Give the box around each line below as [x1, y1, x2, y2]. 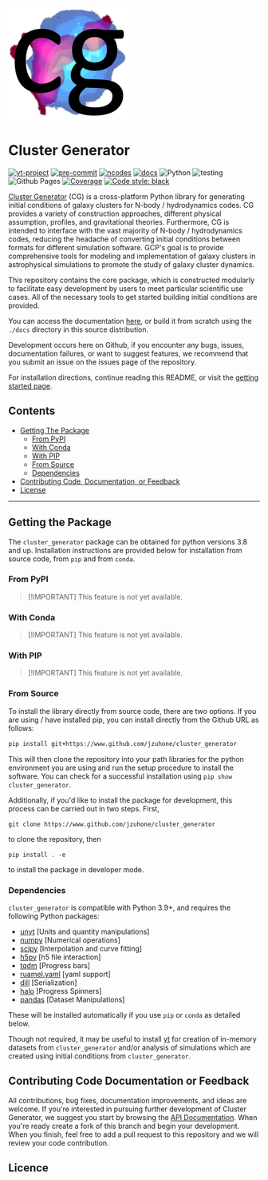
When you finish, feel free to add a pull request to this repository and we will [8, 1130, 259, 1139]
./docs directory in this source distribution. [8, 325, 149, 334]
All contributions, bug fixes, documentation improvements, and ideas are [8, 1095, 247, 1105]
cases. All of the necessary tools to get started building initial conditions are [8, 292, 258, 301]
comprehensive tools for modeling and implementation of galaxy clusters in [8, 251, 256, 261]
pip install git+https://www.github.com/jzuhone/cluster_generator [8, 739, 238, 747]
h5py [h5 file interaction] [19, 952, 101, 962]
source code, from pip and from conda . [8, 554, 136, 564]
